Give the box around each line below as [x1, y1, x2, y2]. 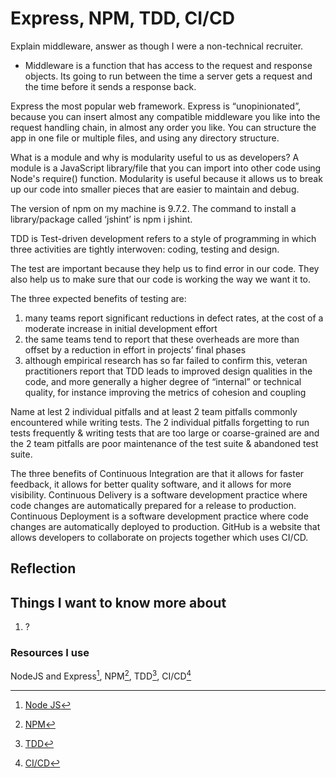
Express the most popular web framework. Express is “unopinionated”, [10, 100, 301, 112]
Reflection [10, 560, 77, 577]
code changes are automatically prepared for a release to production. [10, 499, 297, 511]
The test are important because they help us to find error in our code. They [10, 262, 320, 274]
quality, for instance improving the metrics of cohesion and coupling [24, 386, 307, 398]
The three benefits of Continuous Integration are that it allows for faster [10, 467, 305, 479]
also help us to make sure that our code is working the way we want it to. [10, 273, 312, 285]
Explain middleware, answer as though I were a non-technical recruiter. [10, 40, 304, 52]
